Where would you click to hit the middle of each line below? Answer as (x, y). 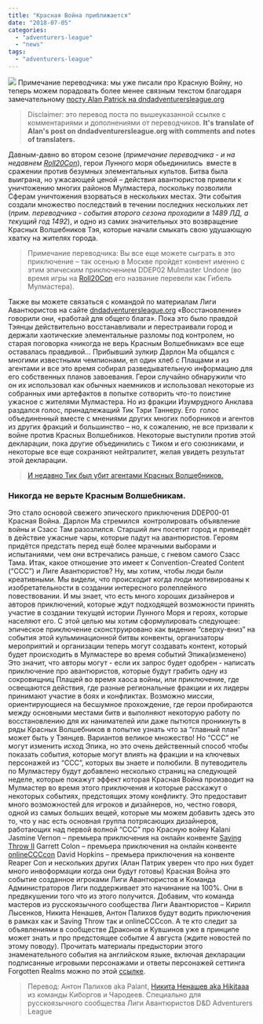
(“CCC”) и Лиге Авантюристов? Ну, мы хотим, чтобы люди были (116, 571)
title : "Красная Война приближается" (70, 15)
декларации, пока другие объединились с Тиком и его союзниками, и (126, 443)
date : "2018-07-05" (40, 23)
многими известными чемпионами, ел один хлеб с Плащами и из (119, 360)
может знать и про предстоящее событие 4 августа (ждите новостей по (130, 938)
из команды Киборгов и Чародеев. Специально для (114, 995)
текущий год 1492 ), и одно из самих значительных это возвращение (123, 221)
